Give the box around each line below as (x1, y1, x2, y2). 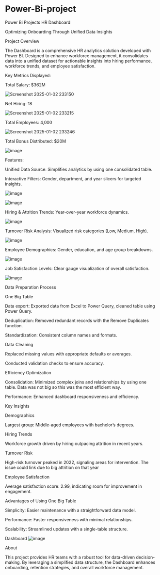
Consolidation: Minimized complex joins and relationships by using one (5, 379, 147, 385)
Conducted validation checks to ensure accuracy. (5, 360, 104, 366)
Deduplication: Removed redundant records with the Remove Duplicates (5, 318, 149, 323)
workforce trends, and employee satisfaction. (5, 63, 96, 69)
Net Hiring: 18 (5, 100, 32, 106)
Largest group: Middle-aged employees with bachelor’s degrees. (5, 422, 135, 428)
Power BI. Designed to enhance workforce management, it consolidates (5, 52, 148, 59)
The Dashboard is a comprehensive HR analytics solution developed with (5, 48, 151, 53)
